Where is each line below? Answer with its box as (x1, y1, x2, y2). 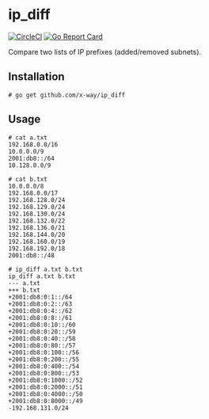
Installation (8, 70, 65, 84)
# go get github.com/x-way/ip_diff (8, 91, 126, 99)
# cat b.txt (8, 175, 47, 183)
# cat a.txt (8, 133, 47, 142)
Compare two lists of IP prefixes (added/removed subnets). (8, 47, 202, 56)
